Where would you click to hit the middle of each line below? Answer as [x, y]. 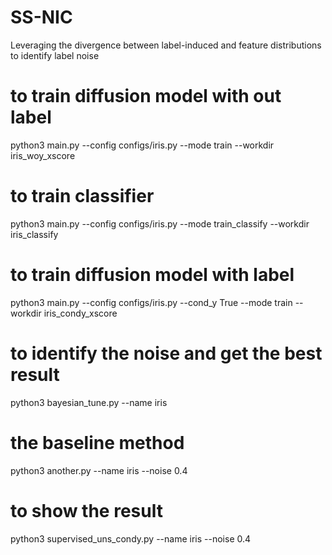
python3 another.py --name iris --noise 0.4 [99, 470]
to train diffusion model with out [146, 96]
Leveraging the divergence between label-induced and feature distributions [166, 45]
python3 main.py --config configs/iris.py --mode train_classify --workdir [160, 223]
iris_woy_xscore [43, 155]
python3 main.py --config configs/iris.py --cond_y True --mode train [151, 302]
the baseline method [97, 442]
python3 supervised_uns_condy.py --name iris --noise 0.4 [131, 538]
